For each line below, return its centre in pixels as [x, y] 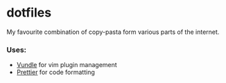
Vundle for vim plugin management [67, 65]
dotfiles [29, 13]
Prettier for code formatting [55, 72]
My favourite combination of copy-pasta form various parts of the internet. [113, 32]
